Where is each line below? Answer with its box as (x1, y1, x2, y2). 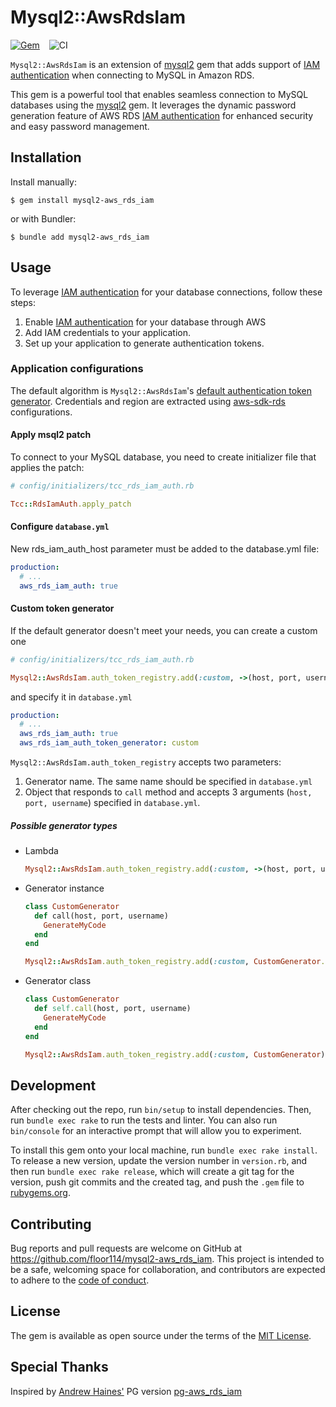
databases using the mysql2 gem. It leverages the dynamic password (10, 99, 297, 111)
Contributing (10, 1216, 92, 1233)
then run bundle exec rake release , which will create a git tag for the (10, 1166, 295, 1178)
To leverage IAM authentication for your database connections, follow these (10, 286, 323, 298)
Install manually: (10, 176, 77, 188)
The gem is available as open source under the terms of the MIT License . (10, 1329, 312, 1341)
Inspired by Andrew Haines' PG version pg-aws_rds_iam (10, 1385, 242, 1397)
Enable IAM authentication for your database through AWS (24, 316, 267, 328)
